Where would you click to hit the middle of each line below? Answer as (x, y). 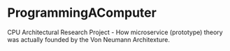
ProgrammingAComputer (82, 13)
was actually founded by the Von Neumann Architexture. (88, 39)
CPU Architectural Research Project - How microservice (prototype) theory (115, 32)
